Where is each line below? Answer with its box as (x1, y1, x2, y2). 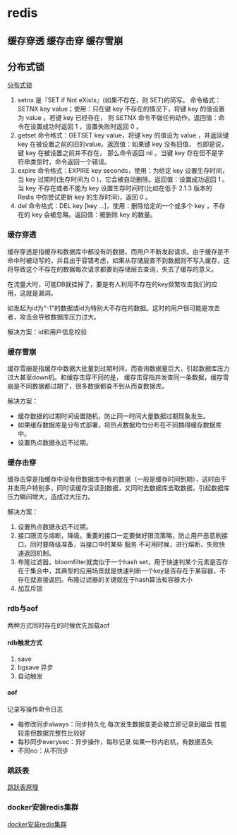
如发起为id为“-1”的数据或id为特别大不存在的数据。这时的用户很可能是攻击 (7, 303, 221, 312)
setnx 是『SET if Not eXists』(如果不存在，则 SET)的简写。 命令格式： (17, 96, 221, 104)
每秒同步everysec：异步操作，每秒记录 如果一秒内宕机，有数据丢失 (17, 737, 214, 745)
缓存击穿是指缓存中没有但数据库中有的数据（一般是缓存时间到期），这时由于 (7, 475, 227, 484)
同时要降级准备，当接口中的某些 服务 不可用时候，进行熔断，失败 (30, 540, 219, 549)
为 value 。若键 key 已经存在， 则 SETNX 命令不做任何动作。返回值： (17, 114, 219, 122)
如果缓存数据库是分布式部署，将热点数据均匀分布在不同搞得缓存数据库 (17, 420, 222, 429)
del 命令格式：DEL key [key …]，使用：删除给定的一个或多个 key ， (17, 202, 213, 210)
